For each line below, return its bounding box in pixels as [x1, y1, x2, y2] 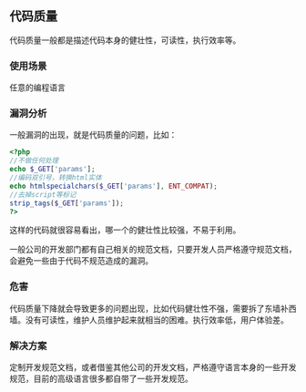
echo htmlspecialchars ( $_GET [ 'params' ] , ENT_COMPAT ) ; [9, 181, 219, 191]
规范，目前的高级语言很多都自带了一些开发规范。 [9, 373, 193, 384]
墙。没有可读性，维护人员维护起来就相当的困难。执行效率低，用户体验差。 [9, 314, 289, 325]
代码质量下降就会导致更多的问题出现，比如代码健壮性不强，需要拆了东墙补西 [9, 303, 297, 314]
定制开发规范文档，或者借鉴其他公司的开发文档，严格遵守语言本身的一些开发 [9, 362, 297, 372]
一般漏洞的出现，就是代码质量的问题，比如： [9, 129, 178, 140]
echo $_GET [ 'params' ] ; [9, 165, 96, 174]
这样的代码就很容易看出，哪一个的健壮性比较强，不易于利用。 [9, 224, 241, 235]
